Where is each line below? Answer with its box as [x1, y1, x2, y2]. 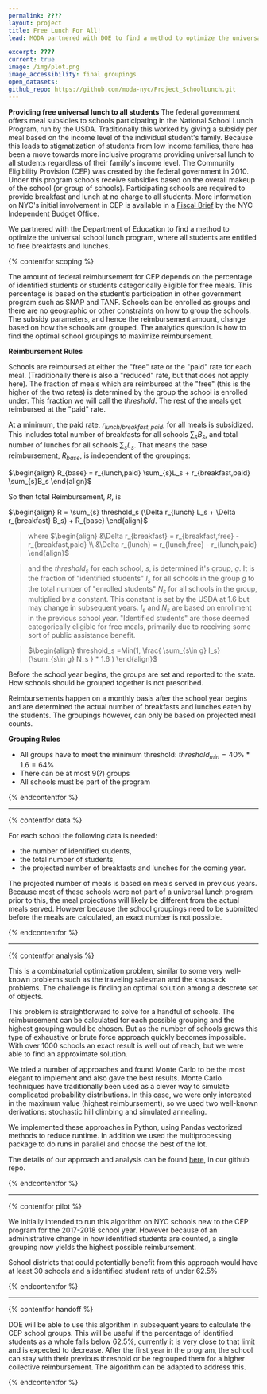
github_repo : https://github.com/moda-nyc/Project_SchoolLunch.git [8, 85, 237, 93]
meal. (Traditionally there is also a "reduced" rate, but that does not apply [8, 370, 249, 380]
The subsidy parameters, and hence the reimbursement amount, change [8, 314, 246, 323]
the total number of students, [19, 854, 115, 864]
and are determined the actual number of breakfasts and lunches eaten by [8, 701, 252, 711]
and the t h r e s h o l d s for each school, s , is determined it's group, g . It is [27, 563, 255, 575]
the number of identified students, [19, 845, 132, 856]
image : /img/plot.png [8, 63, 80, 72]
